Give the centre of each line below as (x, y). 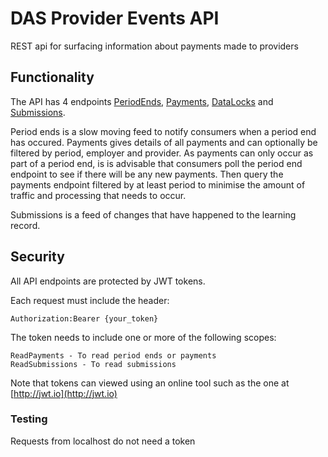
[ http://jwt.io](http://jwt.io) (64, 393)
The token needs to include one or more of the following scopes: (143, 337)
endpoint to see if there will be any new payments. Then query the (147, 174)
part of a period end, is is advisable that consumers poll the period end (156, 163)
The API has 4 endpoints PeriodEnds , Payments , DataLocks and (142, 101)
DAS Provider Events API (115, 18)
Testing (29, 419)
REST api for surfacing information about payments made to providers (154, 46)
